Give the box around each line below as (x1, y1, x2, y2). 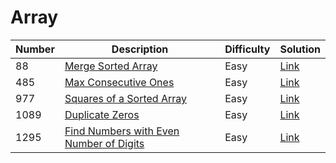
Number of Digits (64, 136, 145, 150)
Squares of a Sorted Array (64, 91, 188, 105)
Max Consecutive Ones (64, 75, 175, 89)
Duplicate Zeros (64, 107, 140, 121)
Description (111, 42, 169, 56)
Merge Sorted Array (64, 59, 158, 73)
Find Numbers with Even (64, 124, 180, 138)
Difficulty (224, 42, 271, 56)
